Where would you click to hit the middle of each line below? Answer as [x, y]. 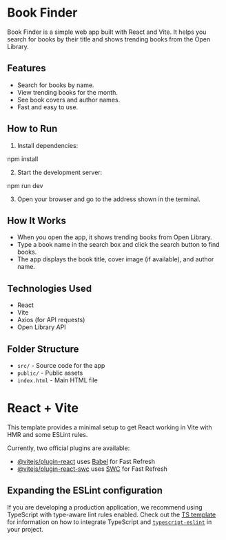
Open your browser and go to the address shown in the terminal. [109, 199]
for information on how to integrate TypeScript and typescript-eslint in [110, 522]
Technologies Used [49, 288]
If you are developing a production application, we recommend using [105, 507]
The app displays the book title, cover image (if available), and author [115, 259]
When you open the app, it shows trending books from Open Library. [114, 237]
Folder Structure [43, 349]
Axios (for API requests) [51, 320]
